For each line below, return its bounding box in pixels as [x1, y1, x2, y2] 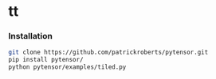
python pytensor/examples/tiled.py [8, 63, 127, 71]
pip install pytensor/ [8, 56, 84, 64]
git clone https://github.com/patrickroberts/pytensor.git [8, 48, 209, 57]
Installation [8, 31, 53, 42]
